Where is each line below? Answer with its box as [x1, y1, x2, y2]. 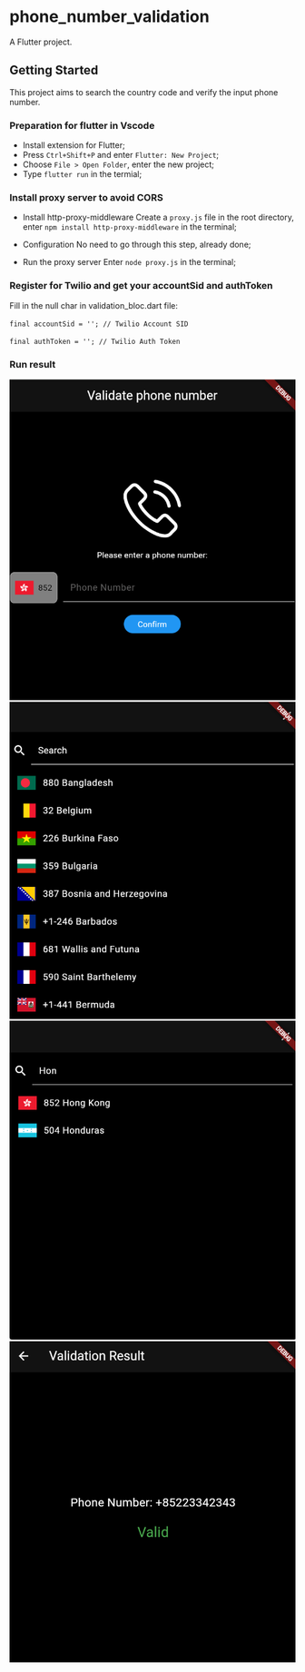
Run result [9, 358, 56, 370]
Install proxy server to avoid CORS [9, 191, 163, 203]
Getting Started [9, 63, 99, 78]
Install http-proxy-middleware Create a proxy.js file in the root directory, [22, 211, 295, 223]
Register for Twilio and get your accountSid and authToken [9, 280, 274, 292]
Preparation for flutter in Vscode [9, 119, 155, 132]
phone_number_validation [9, 6, 211, 27]
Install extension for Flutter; [22, 140, 125, 151]
